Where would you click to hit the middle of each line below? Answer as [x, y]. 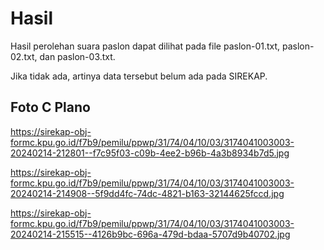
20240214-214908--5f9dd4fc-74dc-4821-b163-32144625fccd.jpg [147, 193]
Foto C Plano [50, 107]
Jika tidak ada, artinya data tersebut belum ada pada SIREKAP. [139, 76]
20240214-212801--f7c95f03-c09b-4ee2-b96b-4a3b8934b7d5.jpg [150, 153]
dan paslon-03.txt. [77, 56]
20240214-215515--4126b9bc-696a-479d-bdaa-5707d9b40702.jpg [150, 234]
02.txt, [24, 56]
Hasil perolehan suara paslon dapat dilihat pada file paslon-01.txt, [145, 46]
